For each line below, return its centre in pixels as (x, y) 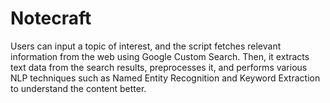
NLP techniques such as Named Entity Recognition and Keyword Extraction (165, 78)
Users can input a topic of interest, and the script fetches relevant (146, 46)
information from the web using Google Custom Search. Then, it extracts (160, 56)
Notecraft (51, 18)
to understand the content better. (78, 88)
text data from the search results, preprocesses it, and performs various (159, 67)
